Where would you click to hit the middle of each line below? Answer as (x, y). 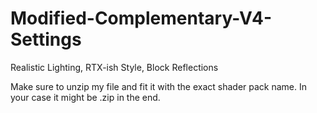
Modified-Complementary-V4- (141, 18)
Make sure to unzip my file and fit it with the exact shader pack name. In (158, 86)
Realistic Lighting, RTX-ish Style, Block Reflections (114, 67)
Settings (46, 39)
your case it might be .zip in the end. (85, 97)
